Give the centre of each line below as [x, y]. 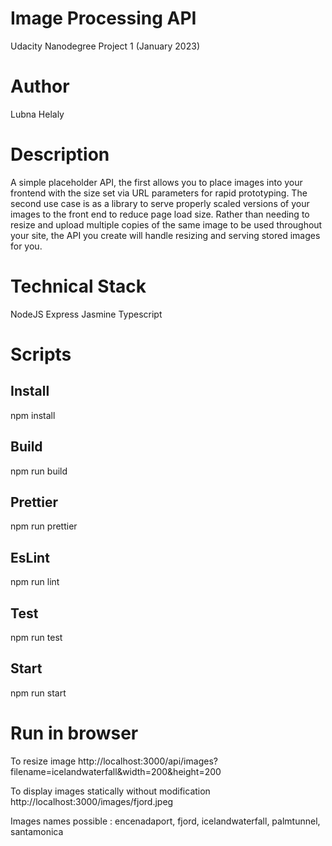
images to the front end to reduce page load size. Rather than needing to [160, 214]
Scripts [41, 354]
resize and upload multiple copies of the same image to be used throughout [166, 224]
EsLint [30, 557]
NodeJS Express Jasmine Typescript [86, 314]
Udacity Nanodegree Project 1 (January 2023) [105, 46]
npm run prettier [44, 526]
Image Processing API [103, 18]
